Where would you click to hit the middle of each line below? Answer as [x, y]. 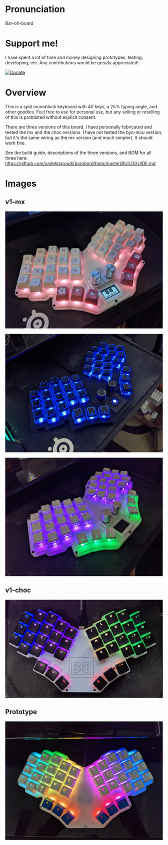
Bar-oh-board [19, 23]
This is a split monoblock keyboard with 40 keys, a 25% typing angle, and [81, 106]
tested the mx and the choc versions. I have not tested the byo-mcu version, [84, 132]
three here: [16, 158]
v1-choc [18, 590]
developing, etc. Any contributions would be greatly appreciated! [72, 62]
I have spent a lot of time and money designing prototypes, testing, [74, 57]
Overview [26, 93]
